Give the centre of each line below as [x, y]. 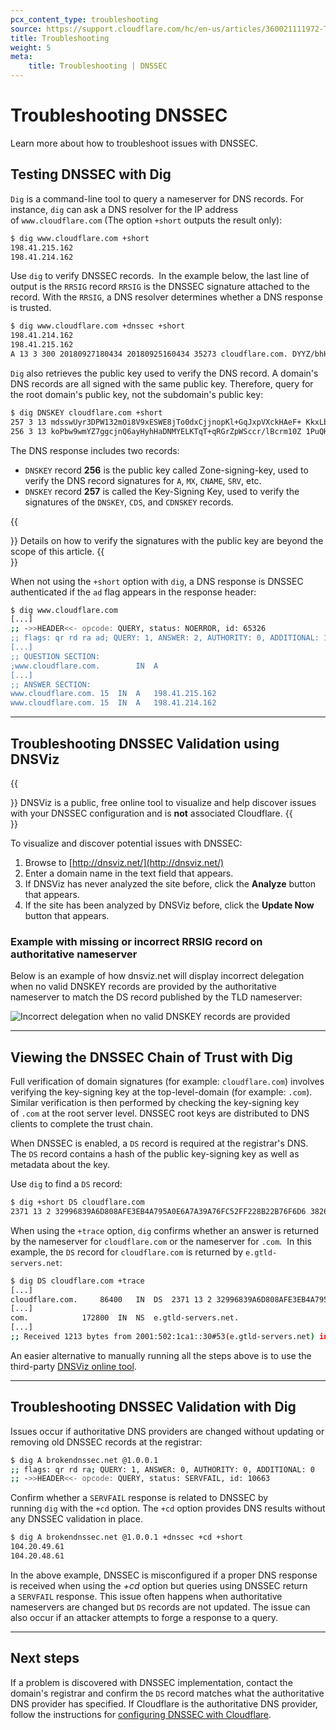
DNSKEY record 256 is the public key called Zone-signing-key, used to [166, 470]
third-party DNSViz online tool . [73, 1366]
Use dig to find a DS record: [66, 1184]
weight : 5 [31, 47]
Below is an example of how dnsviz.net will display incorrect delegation [157, 976]
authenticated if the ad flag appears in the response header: [133, 592]
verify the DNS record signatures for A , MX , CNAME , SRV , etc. [143, 480]
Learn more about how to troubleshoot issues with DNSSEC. [134, 143]
